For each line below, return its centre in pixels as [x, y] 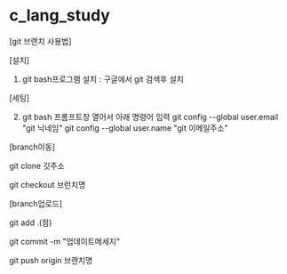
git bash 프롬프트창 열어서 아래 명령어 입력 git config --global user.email [150, 117]
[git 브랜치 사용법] [40, 41]
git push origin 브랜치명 [51, 260]
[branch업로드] [36, 203]
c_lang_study [60, 16]
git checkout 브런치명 [48, 184]
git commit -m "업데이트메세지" [65, 241]
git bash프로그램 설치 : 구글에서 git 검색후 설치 [103, 79]
